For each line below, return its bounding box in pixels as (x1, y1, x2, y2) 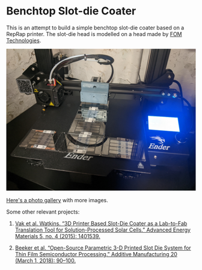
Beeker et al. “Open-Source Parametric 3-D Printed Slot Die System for (14, 244, 191, 251)
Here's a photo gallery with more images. (6, 196, 108, 203)
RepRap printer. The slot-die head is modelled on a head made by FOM (6, 30, 182, 37)
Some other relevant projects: (6, 208, 80, 215)
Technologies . (6, 37, 41, 44)
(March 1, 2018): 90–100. (14, 257, 76, 264)
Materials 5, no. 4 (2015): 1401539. (14, 232, 100, 239)
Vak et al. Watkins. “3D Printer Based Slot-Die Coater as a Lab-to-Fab (14, 220, 188, 227)
